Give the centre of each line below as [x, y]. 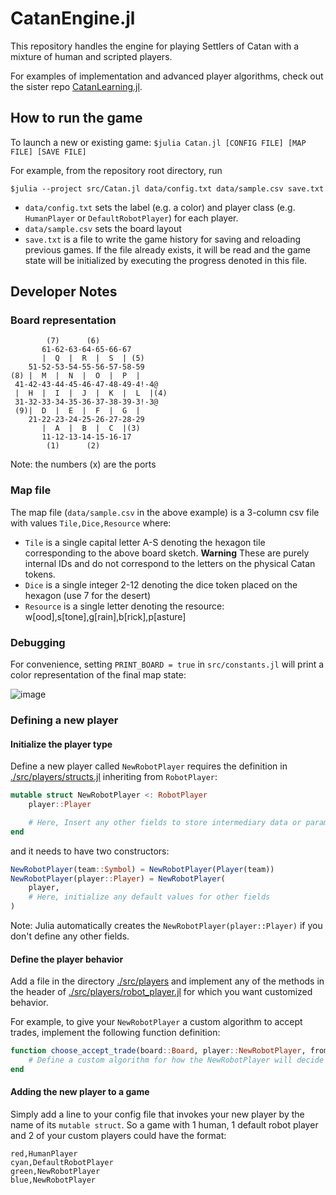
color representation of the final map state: [98, 675]
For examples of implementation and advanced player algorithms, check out [167, 76]
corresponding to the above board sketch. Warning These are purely [167, 553]
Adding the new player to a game [80, 1092]
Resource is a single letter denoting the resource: [124, 606]
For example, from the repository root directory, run [116, 170]
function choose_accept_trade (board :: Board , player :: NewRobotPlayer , [158, 1051]
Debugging [38, 642]
